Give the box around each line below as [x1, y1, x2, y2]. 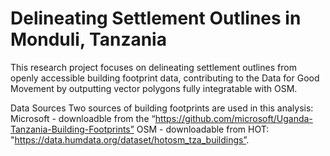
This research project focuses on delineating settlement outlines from [10, 61, 297, 73]
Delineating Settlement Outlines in [10, 7, 302, 30]
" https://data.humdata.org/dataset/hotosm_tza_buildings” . [10, 133, 250, 146]
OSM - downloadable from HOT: [136, 123, 270, 135]
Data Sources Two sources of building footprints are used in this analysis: [10, 102, 314, 114]
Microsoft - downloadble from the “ [10, 112, 156, 124]
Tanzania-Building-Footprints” [10, 123, 135, 135]
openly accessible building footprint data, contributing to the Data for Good [10, 72, 320, 84]
